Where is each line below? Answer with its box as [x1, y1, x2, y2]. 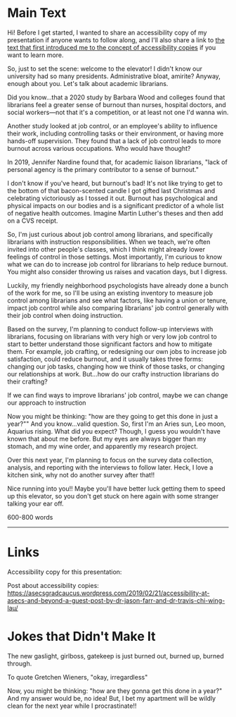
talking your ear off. [7, 499, 65, 508]
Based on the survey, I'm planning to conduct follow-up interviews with [7, 324, 214, 333]
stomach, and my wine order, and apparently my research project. [7, 442, 198, 451]
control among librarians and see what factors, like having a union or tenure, [7, 296, 228, 305]
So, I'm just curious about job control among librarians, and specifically [7, 230, 213, 238]
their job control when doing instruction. [7, 311, 124, 319]
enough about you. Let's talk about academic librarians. [7, 79, 169, 87]
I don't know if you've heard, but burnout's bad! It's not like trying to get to [7, 178, 223, 188]
